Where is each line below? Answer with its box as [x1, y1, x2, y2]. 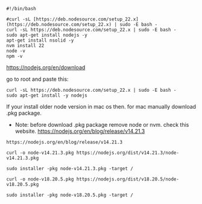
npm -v [6, 53, 23, 59]
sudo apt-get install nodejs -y [6, 32, 87, 38]
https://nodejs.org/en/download [6, 64, 86, 71]
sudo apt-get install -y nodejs [6, 92, 87, 98]
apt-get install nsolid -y [6, 37, 74, 43]
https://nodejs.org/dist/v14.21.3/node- [76, 150, 180, 156]
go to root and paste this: [6, 75, 69, 83]
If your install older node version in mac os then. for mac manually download [6, 103, 197, 110]
